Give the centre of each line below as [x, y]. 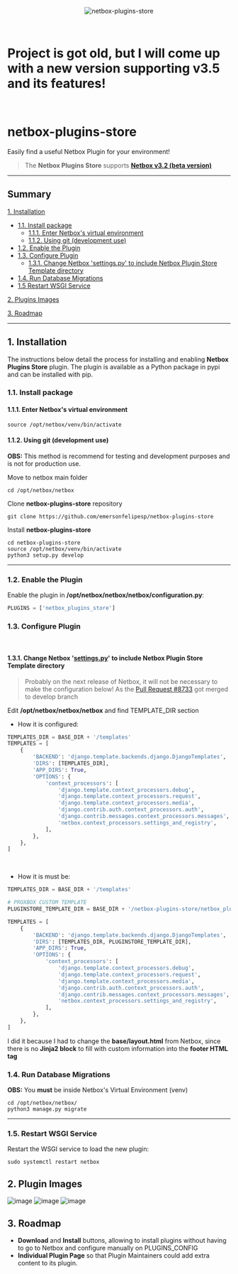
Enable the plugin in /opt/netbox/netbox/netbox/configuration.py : [106, 595]
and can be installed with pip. [50, 374]
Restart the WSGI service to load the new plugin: [78, 1149]
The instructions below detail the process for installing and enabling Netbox [118, 359]
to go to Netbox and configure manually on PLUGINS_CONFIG [108, 1248]
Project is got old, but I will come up [114, 54]
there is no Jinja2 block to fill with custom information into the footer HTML [118, 1048]
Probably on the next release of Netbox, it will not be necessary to [121, 681]
